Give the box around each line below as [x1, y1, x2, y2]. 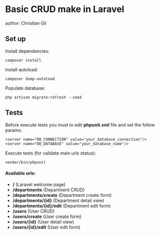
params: [5, 127, 23, 133]
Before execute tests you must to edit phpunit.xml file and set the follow [5, 122, 155, 128]
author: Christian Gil [5, 20, 47, 26]
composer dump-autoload [5, 76, 55, 81]
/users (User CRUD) [12, 208, 55, 214]
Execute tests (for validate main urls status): [5, 150, 96, 156]
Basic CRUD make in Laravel [5, 4, 124, 15]
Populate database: [5, 85, 46, 91]
